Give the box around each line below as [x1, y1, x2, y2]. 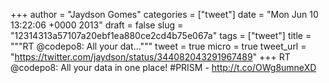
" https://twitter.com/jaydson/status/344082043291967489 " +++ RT [10, 51, 291, 63]
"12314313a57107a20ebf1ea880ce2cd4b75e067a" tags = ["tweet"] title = [10, 30, 312, 41]
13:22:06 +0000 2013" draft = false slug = [10, 19, 184, 31]
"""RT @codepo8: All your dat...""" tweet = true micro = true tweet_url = [10, 40, 307, 52]
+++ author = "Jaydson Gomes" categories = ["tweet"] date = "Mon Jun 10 [10, 9, 319, 20]
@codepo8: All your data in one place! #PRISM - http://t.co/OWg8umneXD [10, 62, 317, 73]
